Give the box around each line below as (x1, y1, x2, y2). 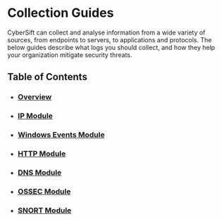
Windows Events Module (17, 130, 105, 140)
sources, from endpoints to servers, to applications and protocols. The (7, 35, 212, 44)
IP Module (17, 111, 53, 121)
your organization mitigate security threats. (7, 51, 132, 59)
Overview (17, 92, 52, 102)
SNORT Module (17, 206, 72, 215)
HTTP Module (17, 149, 66, 159)
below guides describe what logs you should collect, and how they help (7, 43, 216, 51)
